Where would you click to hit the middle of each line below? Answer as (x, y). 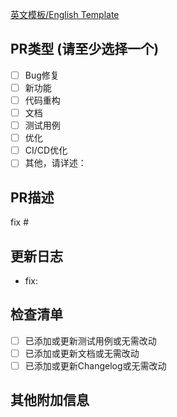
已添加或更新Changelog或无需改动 (95, 365)
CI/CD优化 (46, 150)
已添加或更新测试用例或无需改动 (90, 340)
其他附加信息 (50, 400)
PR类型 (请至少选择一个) (85, 49)
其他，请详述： (55, 163)
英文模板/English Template (65, 14)
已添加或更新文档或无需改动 (82, 353)
